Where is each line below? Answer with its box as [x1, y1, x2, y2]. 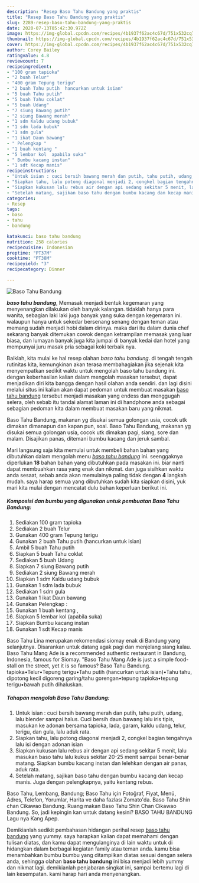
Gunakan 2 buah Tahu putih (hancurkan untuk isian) [15, 537, 142, 545]
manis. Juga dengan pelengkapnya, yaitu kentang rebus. [15, 778, 154, 786]
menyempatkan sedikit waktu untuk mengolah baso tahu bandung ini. [6, 367, 176, 374]
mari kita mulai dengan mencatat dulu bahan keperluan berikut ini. [6, 484, 168, 491]
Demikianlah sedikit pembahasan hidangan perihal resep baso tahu [6, 826, 170, 833]
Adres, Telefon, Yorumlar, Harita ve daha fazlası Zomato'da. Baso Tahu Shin [6, 796, 191, 803]
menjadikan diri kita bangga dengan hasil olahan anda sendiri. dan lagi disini [6, 379, 192, 387]
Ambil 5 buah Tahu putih [15, 544, 75, 551]
